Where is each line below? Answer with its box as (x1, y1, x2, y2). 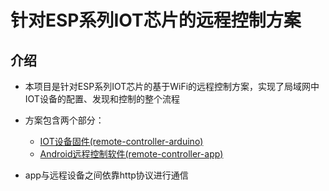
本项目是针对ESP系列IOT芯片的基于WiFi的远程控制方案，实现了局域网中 (24, 81, 320, 92)
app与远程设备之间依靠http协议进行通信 (24, 169, 189, 181)
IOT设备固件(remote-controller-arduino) (39, 136, 204, 147)
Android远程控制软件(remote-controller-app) (39, 148, 224, 160)
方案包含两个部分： (24, 114, 105, 126)
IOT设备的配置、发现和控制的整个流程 (24, 93, 180, 105)
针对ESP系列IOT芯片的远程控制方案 (10, 9, 302, 32)
